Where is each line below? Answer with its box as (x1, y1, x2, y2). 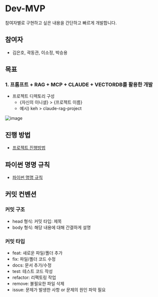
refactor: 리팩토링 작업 (12, 274, 57, 280)
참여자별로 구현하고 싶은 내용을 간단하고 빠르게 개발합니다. (5, 20, 117, 26)
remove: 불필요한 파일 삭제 (12, 281, 65, 287)
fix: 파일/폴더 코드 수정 (12, 256, 56, 262)
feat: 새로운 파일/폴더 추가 (12, 250, 63, 256)
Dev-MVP (5, 3, 46, 14)
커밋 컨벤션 (5, 190, 37, 199)
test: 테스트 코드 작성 (12, 269, 53, 274)
